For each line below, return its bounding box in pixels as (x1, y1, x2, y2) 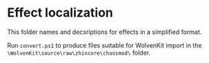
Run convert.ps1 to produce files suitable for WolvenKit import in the (7, 41, 202, 49)
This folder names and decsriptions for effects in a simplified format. (7, 28, 202, 36)
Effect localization (7, 5, 114, 21)
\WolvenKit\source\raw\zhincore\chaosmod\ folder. (7, 48, 151, 57)
